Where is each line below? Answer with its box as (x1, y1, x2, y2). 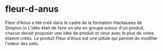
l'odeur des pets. (5, 40, 39, 46)
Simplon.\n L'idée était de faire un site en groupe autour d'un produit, (5, 25, 145, 30)
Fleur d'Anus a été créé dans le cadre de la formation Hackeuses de (5, 20, 142, 25)
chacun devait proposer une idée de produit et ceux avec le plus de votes (5, 30, 154, 36)
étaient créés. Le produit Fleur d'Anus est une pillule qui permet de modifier (5, 35, 158, 41)
